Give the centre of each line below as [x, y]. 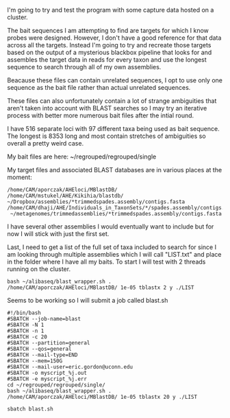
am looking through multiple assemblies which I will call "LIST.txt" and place [114, 254]
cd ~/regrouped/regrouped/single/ [56, 385]
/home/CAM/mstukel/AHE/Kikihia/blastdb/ [66, 196]
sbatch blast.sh [30, 409]
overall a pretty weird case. [46, 143]
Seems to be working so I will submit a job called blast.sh [88, 300]
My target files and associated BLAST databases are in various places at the [115, 170]
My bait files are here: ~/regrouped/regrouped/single [82, 156]
